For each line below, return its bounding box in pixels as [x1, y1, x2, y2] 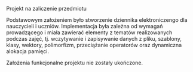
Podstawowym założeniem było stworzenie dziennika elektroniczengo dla [6, 17, 188, 23]
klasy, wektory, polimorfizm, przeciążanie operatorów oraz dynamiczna [6, 41, 182, 48]
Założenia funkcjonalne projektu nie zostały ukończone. [6, 59, 143, 66]
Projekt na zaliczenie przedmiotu [6, 5, 87, 12]
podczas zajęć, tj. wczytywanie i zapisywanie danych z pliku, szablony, [6, 35, 182, 42]
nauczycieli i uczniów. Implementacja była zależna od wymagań [6, 23, 163, 30]
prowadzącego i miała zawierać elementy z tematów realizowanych [6, 29, 173, 36]
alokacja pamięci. [6, 48, 50, 55]
